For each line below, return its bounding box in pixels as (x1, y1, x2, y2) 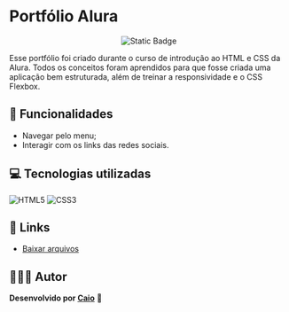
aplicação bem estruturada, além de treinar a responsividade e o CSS (9, 71, 263, 82)
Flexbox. (9, 81, 41, 91)
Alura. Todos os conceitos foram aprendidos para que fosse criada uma (9, 62, 271, 73)
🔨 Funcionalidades (9, 106, 113, 121)
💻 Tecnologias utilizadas (9, 167, 152, 182)
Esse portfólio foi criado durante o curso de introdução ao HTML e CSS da (9, 52, 281, 63)
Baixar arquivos (21, 244, 80, 254)
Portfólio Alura (9, 6, 119, 27)
